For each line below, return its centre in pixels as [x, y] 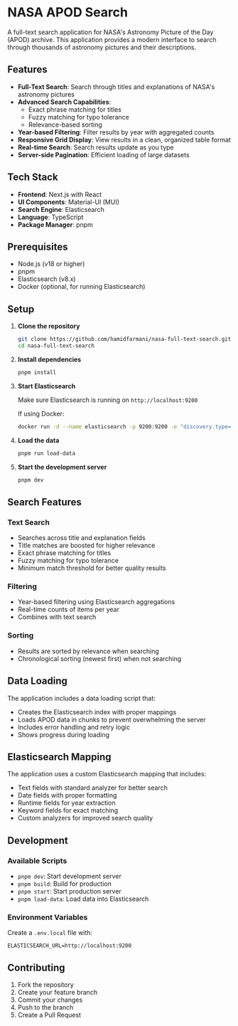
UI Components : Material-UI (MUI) [68, 202]
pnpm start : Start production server [70, 892]
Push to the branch [45, 1008]
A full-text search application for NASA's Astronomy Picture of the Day [110, 32]
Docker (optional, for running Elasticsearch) [81, 287]
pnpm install [37, 372]
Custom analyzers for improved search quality [85, 818]
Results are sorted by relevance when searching [88, 651]
